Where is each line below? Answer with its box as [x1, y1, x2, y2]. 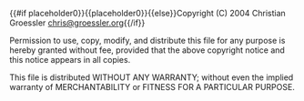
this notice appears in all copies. [9, 55, 131, 65]
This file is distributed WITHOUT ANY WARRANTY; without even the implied [9, 72, 294, 83]
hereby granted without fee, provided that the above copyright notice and [9, 45, 285, 56]
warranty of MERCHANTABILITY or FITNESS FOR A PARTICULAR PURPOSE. [9, 82, 296, 92]
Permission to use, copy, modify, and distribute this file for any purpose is [9, 35, 286, 45]
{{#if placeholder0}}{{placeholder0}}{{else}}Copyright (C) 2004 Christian [9, 8, 287, 18]
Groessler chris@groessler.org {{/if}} [9, 17, 146, 28]
